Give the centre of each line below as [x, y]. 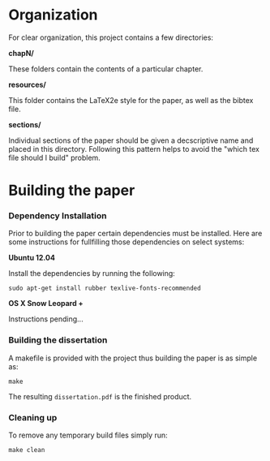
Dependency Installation [58, 216]
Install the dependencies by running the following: [92, 274]
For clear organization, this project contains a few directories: [111, 37]
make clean [27, 450]
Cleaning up [33, 417]
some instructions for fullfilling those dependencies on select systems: [126, 242]
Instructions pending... [46, 319]
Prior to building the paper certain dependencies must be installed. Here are [135, 234]
